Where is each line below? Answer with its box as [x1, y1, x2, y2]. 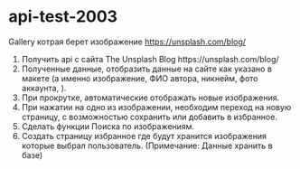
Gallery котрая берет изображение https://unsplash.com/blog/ [8, 36, 246, 47]
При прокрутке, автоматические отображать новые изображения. [21, 92, 280, 103]
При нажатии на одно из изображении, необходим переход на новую [21, 101, 292, 112]
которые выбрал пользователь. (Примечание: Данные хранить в [21, 140, 273, 151]
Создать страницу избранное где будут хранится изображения [21, 130, 267, 141]
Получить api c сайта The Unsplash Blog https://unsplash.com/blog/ [21, 53, 279, 64]
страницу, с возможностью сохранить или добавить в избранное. [21, 111, 277, 122]
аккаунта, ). [21, 82, 67, 93]
